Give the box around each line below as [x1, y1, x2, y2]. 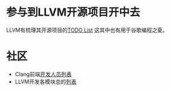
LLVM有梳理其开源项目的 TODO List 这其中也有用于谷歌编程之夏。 [6, 26, 168, 34]
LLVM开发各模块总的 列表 [14, 78, 77, 85]
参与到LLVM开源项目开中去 [6, 5, 140, 19]
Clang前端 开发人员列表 [14, 70, 72, 78]
